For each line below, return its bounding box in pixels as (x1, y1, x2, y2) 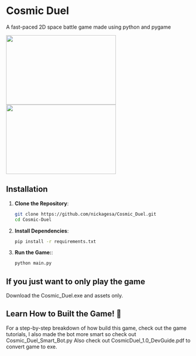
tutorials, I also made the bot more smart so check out (6, 330, 136, 337)
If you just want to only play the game (6, 276, 145, 286)
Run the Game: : (14, 249, 53, 256)
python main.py (14, 260, 52, 267)
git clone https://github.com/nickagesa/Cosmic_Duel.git (14, 211, 157, 217)
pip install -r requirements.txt (14, 239, 97, 244)
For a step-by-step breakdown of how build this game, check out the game (6, 324, 187, 331)
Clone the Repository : (14, 200, 69, 207)
